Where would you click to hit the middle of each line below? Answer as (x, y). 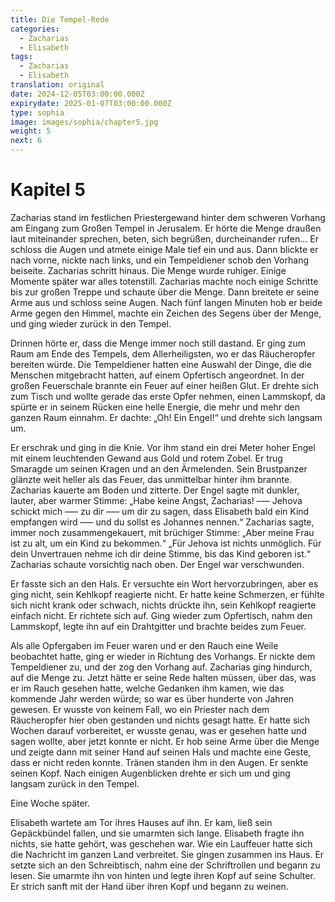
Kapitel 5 (48, 190)
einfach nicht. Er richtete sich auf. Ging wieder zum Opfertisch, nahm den (161, 615)
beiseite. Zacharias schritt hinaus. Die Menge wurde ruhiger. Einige (148, 270)
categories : (35, 29)
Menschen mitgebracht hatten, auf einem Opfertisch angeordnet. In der (157, 375)
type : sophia (37, 112)
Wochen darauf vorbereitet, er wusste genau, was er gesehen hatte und (158, 730)
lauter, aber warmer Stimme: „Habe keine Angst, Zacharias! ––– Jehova (156, 500)
